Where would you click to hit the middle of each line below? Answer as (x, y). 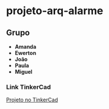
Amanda (25, 47)
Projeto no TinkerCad (32, 100)
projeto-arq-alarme (55, 11)
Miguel (23, 72)
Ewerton (25, 53)
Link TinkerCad (29, 87)
